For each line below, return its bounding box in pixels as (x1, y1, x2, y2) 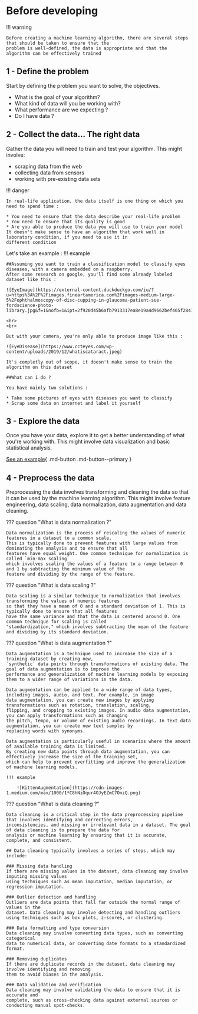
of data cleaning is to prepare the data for (6, 827, 120, 833)
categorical (6, 936, 35, 942)
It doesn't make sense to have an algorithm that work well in (6, 229, 165, 235)
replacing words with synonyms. (6, 728, 85, 734)
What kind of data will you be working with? (14, 100, 121, 107)
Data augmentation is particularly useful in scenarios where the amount (6, 738, 192, 745)
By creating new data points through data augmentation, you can (6, 749, 170, 755)
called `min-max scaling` (6, 556, 70, 562)
